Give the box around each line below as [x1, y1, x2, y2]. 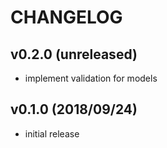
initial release [24, 127, 80, 140]
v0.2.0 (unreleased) [10, 46, 138, 63]
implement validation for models [24, 72, 158, 84]
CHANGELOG [10, 6, 123, 29]
